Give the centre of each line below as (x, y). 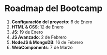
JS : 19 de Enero (27, 32)
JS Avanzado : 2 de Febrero (39, 37)
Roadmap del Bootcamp (53, 8)
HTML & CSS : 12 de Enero (38, 27)
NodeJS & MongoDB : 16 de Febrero (47, 42)
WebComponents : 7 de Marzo (42, 47)
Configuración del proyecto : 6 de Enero (52, 22)
